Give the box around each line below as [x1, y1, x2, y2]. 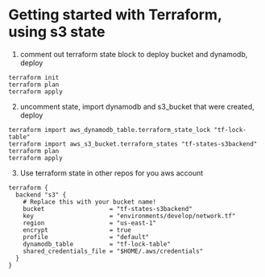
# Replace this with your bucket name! [23, 197, 157, 206]
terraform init [8, 73, 60, 81]
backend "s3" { [15, 191, 67, 199]
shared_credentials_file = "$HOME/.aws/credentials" [23, 247, 204, 255]
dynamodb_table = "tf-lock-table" [23, 240, 172, 248]
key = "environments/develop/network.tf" [23, 212, 236, 220]
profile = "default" [23, 233, 150, 241]
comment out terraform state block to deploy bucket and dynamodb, [19, 49, 248, 59]
